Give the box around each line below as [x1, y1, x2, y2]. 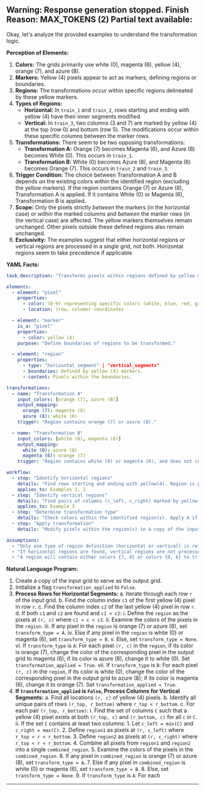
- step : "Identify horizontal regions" [12, 475, 113, 481]
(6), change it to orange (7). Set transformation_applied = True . [15, 681, 177, 688]
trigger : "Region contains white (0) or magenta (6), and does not [17, 458, 192, 465]
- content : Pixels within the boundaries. [22, 374, 132, 380]
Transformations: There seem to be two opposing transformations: [15, 139, 185, 146]
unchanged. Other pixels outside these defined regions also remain [15, 223, 184, 230]
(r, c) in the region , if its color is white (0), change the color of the [15, 668, 185, 676]
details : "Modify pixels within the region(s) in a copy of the [17, 526, 184, 532]
